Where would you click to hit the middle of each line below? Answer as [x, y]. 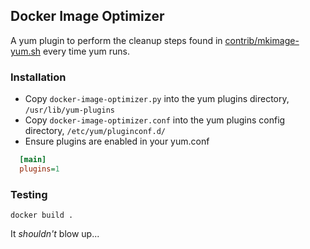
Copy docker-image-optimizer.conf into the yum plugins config [155, 120]
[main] [33, 160]
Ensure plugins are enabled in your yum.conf [117, 141]
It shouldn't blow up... [55, 234]
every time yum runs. [86, 51]
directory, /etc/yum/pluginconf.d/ [95, 131]
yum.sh [26, 51]
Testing [29, 194]
